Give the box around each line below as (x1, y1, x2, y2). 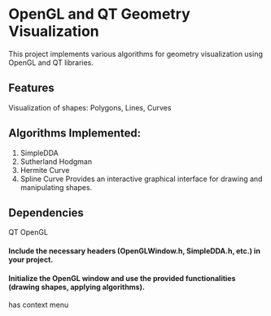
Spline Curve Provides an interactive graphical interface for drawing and (20, 174, 263, 184)
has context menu (8, 300, 69, 310)
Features (8, 81, 55, 95)
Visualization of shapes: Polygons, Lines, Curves (8, 102, 172, 112)
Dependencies (8, 206, 84, 219)
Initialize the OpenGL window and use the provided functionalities (8, 273, 236, 283)
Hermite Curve (20, 165, 70, 175)
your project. (8, 254, 54, 264)
